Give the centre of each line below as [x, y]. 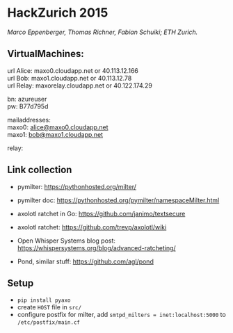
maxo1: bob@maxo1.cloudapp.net [55, 134]
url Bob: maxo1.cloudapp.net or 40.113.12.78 [70, 78]
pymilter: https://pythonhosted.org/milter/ [77, 186]
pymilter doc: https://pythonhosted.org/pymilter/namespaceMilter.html [118, 200]
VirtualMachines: [46, 54]
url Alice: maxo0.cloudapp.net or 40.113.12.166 [73, 70]
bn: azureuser [27, 99]
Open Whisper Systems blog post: [66, 241]
